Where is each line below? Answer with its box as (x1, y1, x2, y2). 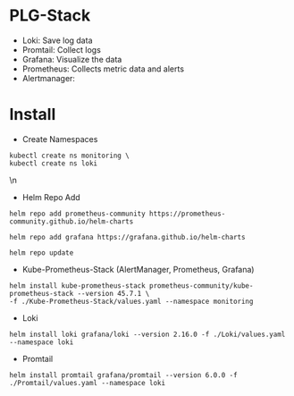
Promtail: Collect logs (21, 44, 101, 55)
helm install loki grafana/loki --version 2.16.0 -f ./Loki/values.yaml (9, 330, 286, 339)
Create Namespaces (21, 133, 98, 144)
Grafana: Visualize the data (21, 54, 122, 64)
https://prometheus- (148, 209, 226, 218)
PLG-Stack (9, 5, 91, 26)
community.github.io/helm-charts (9, 216, 134, 226)
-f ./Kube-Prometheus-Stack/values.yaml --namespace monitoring (9, 297, 254, 306)
